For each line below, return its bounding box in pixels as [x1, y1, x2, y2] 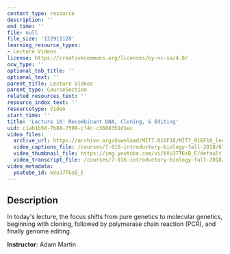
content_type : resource [7, 10, 75, 17]
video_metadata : [7, 162, 53, 170]
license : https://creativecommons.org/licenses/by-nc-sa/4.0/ [7, 55, 188, 62]
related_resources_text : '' [7, 93, 88, 100]
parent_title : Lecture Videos [7, 80, 94, 87]
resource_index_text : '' [7, 99, 78, 106]
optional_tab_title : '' [7, 67, 75, 74]
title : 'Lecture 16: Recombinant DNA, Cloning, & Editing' [7, 118, 179, 125]
